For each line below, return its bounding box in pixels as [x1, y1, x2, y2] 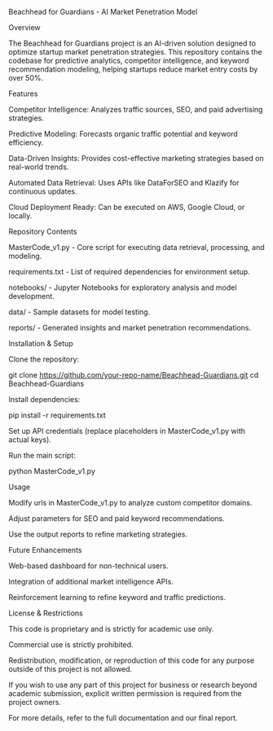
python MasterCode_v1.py [8, 466, 96, 475]
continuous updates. [8, 186, 77, 196]
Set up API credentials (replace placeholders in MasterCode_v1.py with [8, 427, 246, 436]
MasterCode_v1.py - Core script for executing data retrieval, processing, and [8, 243, 265, 252]
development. [8, 291, 55, 300]
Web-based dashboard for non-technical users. [8, 561, 169, 571]
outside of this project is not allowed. [8, 664, 133, 674]
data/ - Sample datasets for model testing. [8, 307, 151, 317]
